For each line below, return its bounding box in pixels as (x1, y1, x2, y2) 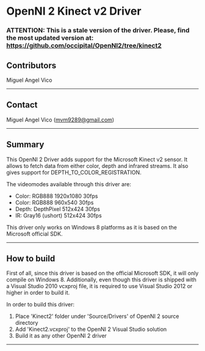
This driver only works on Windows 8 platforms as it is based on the (6, 223, 177, 231)
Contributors (6, 60, 57, 71)
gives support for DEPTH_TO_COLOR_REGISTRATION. (6, 168, 142, 176)
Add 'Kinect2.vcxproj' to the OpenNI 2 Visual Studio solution (15, 325, 167, 333)
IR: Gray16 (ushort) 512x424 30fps (15, 212, 102, 219)
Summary (6, 139, 45, 150)
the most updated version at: (6, 34, 94, 42)
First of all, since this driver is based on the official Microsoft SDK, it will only (6, 270, 199, 277)
